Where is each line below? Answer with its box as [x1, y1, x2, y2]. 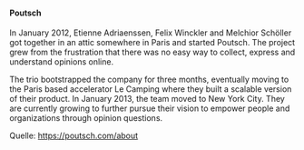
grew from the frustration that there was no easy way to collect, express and [9, 46, 296, 58]
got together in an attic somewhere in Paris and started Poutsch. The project [9, 37, 296, 48]
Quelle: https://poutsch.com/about [9, 130, 139, 141]
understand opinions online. [9, 56, 114, 67]
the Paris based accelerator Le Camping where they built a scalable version [9, 84, 292, 95]
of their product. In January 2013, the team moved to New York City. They [9, 94, 286, 105]
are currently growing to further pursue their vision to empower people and [9, 103, 290, 114]
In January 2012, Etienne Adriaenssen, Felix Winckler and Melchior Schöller [9, 27, 292, 38]
